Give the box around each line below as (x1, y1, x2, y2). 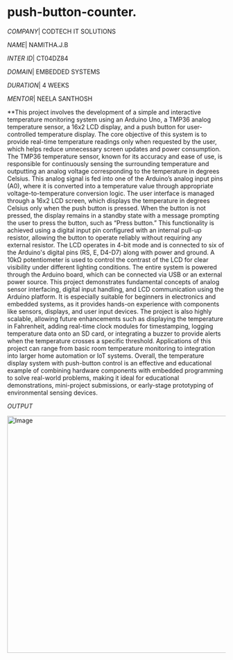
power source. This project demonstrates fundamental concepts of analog (7, 277, 220, 286)
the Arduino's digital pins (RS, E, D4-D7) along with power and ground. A (7, 248, 215, 256)
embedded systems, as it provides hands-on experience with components (7, 299, 220, 308)
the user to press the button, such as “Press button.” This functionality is (7, 218, 215, 226)
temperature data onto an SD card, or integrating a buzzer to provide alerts (7, 329, 221, 338)
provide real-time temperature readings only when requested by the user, (7, 137, 217, 146)
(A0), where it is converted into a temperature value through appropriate (7, 181, 214, 190)
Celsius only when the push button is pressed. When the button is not (7, 204, 206, 212)
